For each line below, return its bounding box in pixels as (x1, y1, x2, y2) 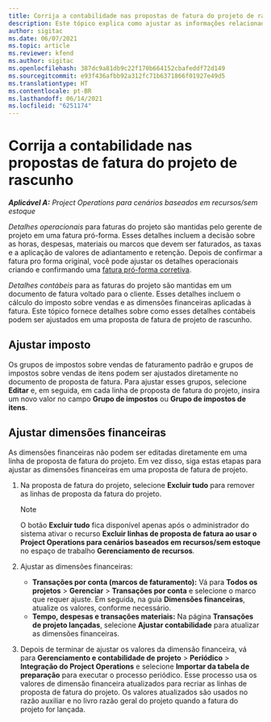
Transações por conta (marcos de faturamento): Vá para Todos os (31, 577, 258, 586)
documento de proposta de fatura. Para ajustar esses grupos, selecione (8, 376, 248, 386)
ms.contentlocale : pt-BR (8, 86, 92, 95)
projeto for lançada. (19, 704, 86, 714)
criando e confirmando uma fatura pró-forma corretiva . (8, 265, 192, 275)
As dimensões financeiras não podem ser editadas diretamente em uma (8, 447, 248, 457)
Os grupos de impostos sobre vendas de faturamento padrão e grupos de (8, 359, 254, 369)
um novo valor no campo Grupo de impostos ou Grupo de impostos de (8, 393, 247, 404)
